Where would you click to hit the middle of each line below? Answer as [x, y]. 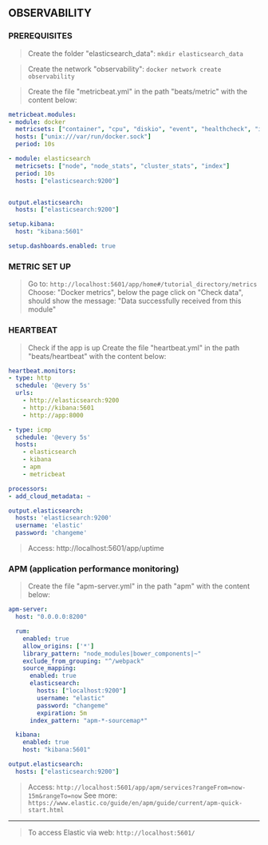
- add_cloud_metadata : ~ [49, 496]
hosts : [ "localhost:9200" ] [82, 691]
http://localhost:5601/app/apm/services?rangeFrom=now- [151, 787]
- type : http [30, 378]
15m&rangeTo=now [55, 796]
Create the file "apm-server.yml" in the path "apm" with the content [138, 586]
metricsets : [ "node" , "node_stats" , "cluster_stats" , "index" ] [123, 166]
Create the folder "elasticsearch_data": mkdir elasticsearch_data [135, 53]
